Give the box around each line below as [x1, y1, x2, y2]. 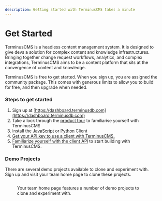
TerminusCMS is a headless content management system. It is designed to [5, 44, 154, 50]
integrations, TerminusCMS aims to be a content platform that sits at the [5, 59, 148, 65]
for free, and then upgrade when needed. [5, 84, 88, 90]
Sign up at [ [12, 107, 35, 113]
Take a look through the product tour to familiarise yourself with [12, 117, 139, 124]
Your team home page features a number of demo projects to [17, 185, 139, 191]
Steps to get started [5, 96, 53, 103]
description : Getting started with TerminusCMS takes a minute [5, 7, 135, 12]
